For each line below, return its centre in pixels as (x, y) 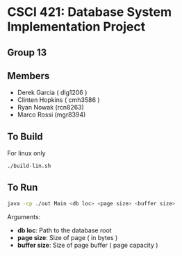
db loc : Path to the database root (65, 230)
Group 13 (27, 52)
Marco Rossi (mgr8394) (51, 114)
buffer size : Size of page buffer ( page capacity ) (88, 245)
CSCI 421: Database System (90, 12)
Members (28, 76)
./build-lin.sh (29, 166)
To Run (23, 188)
